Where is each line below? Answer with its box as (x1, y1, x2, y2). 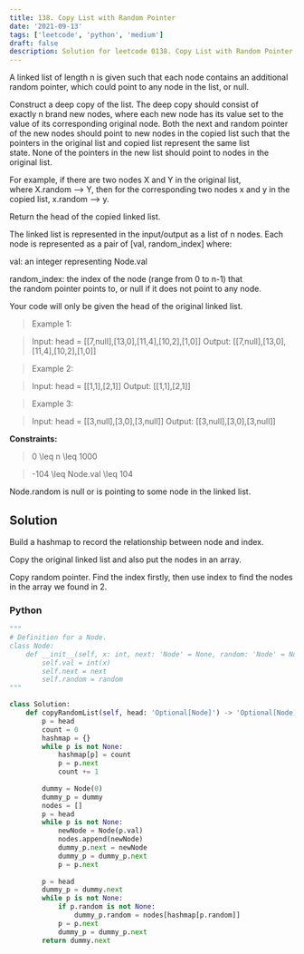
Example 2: (31, 364, 74, 375)
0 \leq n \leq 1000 (31, 451, 98, 462)
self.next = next (42, 667, 107, 676)
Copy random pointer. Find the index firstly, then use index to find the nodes (9, 571, 293, 582)
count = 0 (42, 725, 79, 735)
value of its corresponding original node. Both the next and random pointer (9, 119, 289, 130)
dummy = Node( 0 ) (42, 784, 103, 793)
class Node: (9, 641, 54, 650)
